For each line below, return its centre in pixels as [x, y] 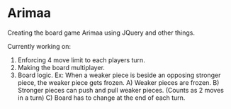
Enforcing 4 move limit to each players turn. [81, 60]
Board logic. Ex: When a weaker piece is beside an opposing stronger [119, 75]
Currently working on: [39, 46]
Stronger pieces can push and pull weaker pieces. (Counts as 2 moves [121, 90]
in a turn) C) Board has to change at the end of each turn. [101, 98]
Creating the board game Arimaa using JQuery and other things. [101, 33]
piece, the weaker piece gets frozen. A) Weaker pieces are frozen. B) [118, 82]
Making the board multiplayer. [61, 67]
